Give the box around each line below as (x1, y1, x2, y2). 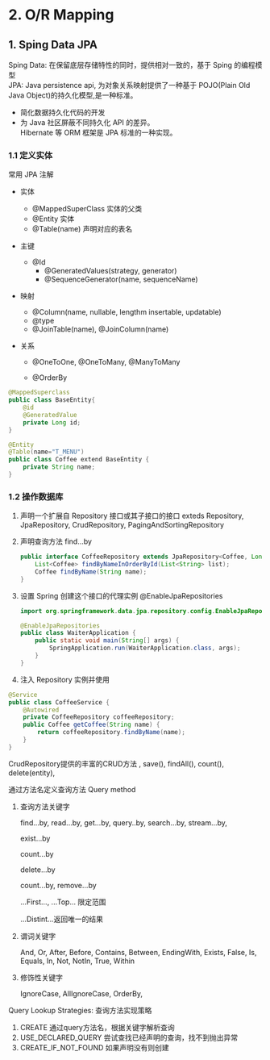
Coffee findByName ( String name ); (35, 567, 147, 576)
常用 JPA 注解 (8, 169, 54, 179)
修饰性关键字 (19, 972, 63, 982)
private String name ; (23, 463, 95, 471)
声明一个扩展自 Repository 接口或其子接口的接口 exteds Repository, (19, 511, 244, 521)
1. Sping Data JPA (8, 38, 98, 52)
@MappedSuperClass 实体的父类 (31, 204, 143, 214)
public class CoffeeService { (8, 698, 110, 707)
